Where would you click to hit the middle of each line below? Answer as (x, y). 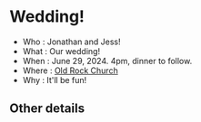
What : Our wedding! (61, 51)
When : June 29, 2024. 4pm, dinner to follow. (107, 61)
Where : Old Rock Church (70, 70)
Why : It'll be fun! (55, 80)
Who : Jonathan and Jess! (71, 42)
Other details (47, 109)
